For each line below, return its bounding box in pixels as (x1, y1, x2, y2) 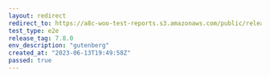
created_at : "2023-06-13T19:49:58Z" (8, 49, 131, 57)
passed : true (8, 57, 52, 65)
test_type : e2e (8, 26, 59, 34)
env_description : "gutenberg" (8, 42, 110, 50)
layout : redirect (8, 11, 67, 20)
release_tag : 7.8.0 (8, 34, 74, 43)
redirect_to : (8, 19, 52, 27)
